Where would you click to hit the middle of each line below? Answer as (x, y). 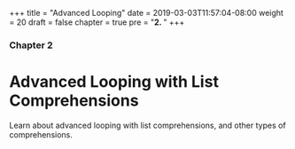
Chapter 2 (31, 45)
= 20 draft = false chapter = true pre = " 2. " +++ (97, 22)
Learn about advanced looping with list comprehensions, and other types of (147, 125)
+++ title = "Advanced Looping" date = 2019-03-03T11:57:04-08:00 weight (146, 13)
